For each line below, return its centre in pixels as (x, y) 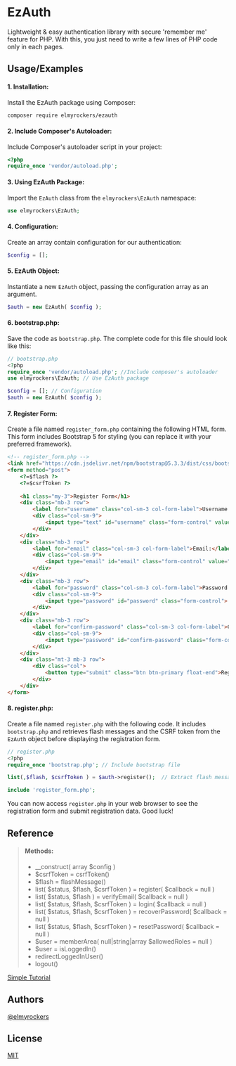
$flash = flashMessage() (71, 881)
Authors (26, 1000)
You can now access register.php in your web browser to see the (103, 804)
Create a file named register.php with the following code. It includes (107, 724)
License (25, 1039)
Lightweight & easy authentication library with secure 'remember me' (107, 32)
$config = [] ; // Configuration (54, 391)
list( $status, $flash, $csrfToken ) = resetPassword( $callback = (127, 926)
